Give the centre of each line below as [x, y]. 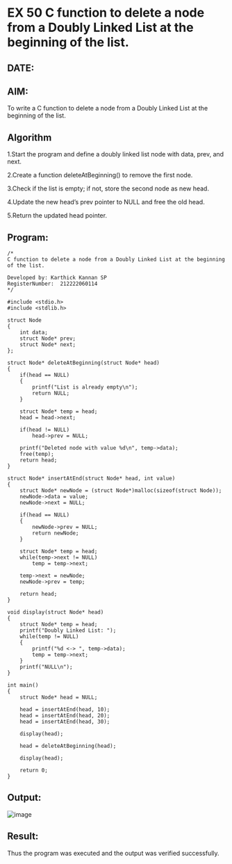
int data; [34, 333]
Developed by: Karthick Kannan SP [57, 278]
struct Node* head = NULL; [59, 698]
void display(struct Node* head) [56, 612]
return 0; [34, 771]
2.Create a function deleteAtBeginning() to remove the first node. [100, 175]
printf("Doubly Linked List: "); [68, 630]
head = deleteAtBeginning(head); [68, 746]
